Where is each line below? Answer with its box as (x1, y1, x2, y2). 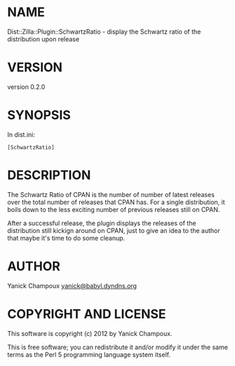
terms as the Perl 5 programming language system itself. (7, 350, 170, 358)
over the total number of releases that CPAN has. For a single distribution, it (7, 198, 226, 206)
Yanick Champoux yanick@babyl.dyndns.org (7, 281, 137, 290)
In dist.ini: (7, 130, 36, 139)
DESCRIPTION (7, 168, 91, 183)
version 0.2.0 (7, 82, 46, 91)
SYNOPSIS (7, 107, 72, 123)
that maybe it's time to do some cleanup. (7, 233, 126, 242)
